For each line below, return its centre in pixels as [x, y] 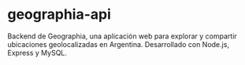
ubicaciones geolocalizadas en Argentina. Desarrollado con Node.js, [119, 44]
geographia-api [59, 14]
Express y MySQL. [37, 52]
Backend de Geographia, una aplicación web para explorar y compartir [122, 36]
